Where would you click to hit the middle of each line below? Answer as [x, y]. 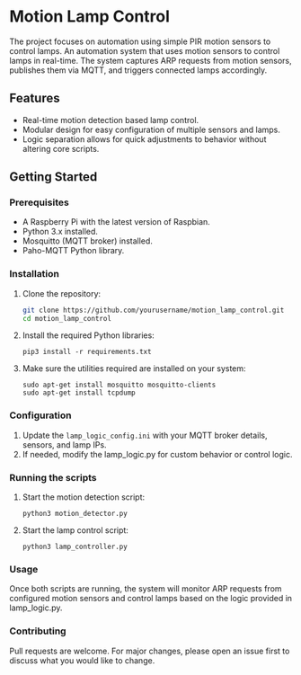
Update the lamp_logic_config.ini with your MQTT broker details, [145, 435]
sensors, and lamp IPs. [64, 444]
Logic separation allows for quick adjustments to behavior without [144, 139]
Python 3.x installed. [60, 232]
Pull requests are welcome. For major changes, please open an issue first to [150, 651]
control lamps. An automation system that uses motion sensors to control [145, 50]
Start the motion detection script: [84, 497]
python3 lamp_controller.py [75, 547]
